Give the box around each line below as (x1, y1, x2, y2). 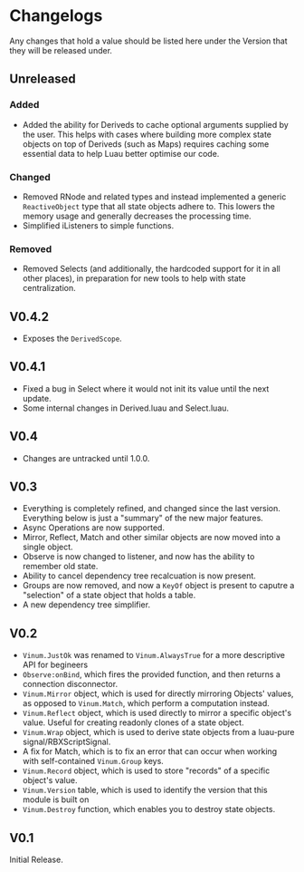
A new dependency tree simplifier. (22, 599, 151, 610)
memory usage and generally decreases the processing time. (22, 210, 252, 221)
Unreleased (9, 72, 77, 87)
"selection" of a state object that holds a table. (22, 590, 196, 601)
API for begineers (22, 659, 89, 671)
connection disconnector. (22, 679, 119, 690)
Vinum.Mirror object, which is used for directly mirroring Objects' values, (22, 688, 294, 699)
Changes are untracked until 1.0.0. (22, 452, 150, 463)
